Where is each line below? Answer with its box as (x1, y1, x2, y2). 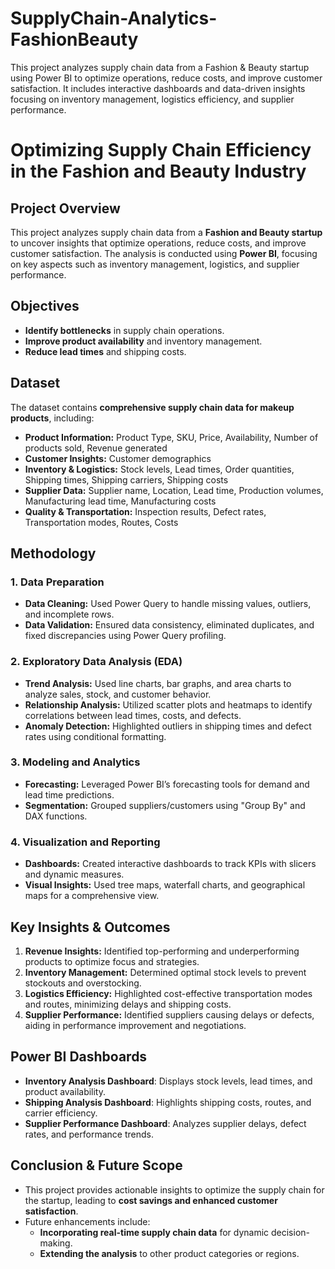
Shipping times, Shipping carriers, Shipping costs (24, 473, 229, 486)
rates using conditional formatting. (24, 730, 167, 742)
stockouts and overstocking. (24, 977, 142, 989)
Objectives (10, 298, 80, 315)
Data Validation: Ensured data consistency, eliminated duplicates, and (24, 619, 315, 631)
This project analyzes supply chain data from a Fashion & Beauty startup (10, 61, 310, 73)
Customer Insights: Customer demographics (24, 452, 212, 464)
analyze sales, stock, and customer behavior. (24, 688, 212, 700)
